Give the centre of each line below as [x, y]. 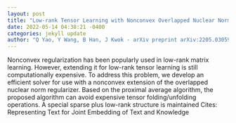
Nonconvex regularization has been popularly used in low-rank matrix [108, 60]
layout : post [26, 14]
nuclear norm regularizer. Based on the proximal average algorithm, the [111, 90]
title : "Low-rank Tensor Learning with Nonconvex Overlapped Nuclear [111, 20]
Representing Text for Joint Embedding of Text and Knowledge [98, 112]
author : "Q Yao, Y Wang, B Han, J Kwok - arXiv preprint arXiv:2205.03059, [120, 40]
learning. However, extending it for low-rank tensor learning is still [103, 67]
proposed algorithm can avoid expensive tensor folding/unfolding [102, 97]
